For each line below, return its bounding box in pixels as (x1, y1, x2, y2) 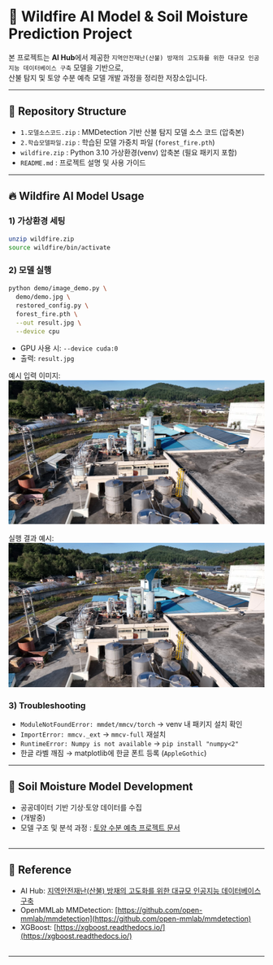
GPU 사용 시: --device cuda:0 (19, 343, 119, 353)
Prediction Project (8, 24, 132, 43)
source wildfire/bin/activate (8, 244, 111, 252)
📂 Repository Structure (8, 105, 127, 119)
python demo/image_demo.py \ (8, 285, 107, 293)
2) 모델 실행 (8, 264, 52, 276)
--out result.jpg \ (15, 319, 82, 327)
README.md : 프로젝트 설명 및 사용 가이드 (19, 158, 146, 167)
